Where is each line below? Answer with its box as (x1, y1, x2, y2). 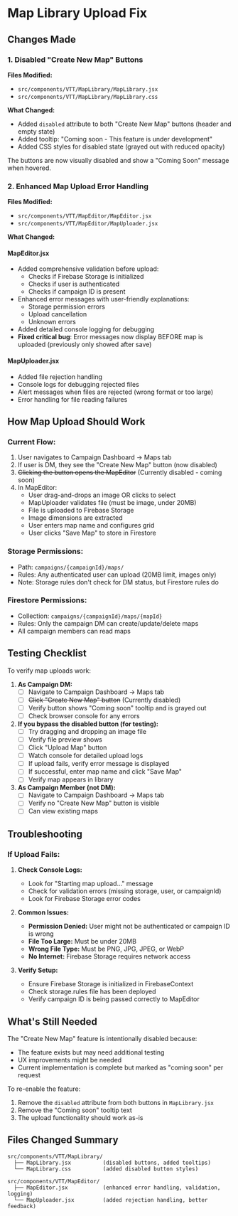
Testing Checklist (7, 647, 87, 659)
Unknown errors (28, 318, 76, 326)
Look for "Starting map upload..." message (28, 880, 153, 888)
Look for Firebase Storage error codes (28, 895, 141, 903)
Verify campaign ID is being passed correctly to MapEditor (28, 995, 200, 1003)
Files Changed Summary (7, 1134, 119, 1146)
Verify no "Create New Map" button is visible (28, 799, 160, 808)
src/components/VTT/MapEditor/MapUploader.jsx (17, 220, 158, 228)
